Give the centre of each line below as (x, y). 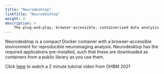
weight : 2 (15, 18)
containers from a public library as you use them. (55, 57)
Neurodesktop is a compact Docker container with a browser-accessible (78, 41)
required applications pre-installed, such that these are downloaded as (77, 52)
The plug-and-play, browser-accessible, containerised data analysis (87, 28)
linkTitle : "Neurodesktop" (33, 14)
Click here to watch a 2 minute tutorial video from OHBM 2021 (68, 67)
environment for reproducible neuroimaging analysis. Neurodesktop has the (82, 47)
